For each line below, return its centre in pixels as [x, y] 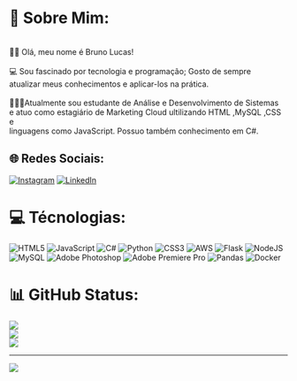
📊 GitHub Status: [74, 294]
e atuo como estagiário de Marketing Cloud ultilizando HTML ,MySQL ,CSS [145, 112]
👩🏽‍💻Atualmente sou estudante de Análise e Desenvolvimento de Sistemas [144, 103]
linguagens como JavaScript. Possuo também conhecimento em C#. [134, 131]
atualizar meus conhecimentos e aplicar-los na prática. [109, 84]
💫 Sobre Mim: [59, 18]
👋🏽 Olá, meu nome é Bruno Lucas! [72, 51]
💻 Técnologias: [68, 217]
